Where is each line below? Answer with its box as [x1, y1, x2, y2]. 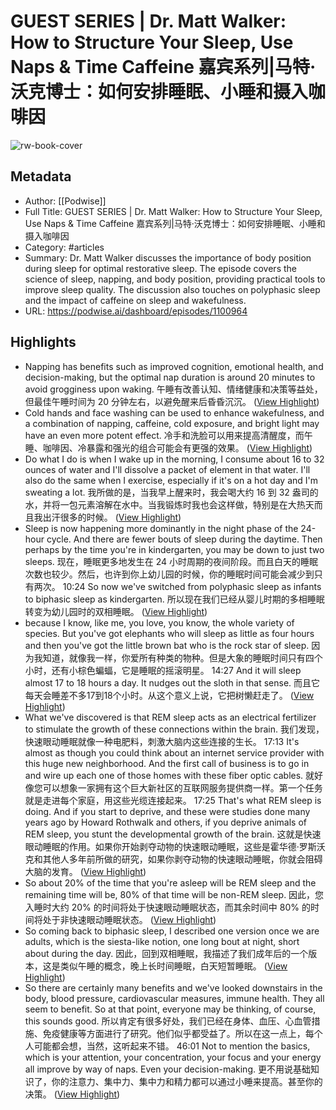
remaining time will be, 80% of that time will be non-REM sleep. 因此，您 [24, 888, 325, 900]
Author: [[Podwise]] [24, 195, 107, 207]
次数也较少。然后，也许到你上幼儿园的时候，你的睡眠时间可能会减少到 [24, 568, 315, 580]
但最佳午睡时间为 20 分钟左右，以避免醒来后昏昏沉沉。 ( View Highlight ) [24, 395, 320, 407]
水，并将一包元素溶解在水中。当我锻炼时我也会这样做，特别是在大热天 [24, 498, 315, 510]
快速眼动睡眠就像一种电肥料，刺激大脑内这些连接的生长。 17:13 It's [24, 735, 300, 747]
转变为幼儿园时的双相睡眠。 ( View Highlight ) [24, 605, 208, 617]
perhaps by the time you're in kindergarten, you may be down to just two [24, 543, 325, 555]
